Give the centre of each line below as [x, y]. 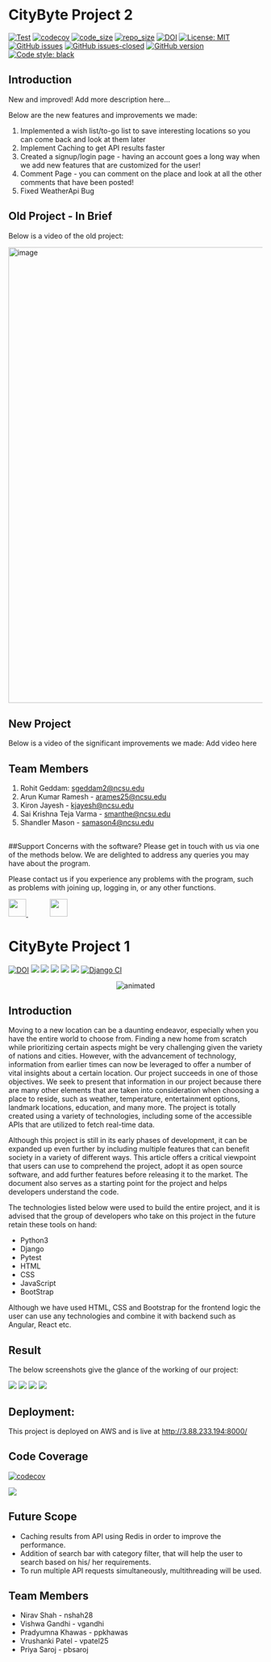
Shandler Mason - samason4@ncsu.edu [87, 823]
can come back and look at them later [83, 139]
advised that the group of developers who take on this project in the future [132, 1216]
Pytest [31, 1258]
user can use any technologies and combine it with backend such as [122, 1316]
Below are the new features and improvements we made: [103, 115]
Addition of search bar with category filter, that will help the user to [131, 1553]
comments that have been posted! [77, 182]
